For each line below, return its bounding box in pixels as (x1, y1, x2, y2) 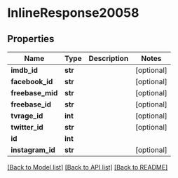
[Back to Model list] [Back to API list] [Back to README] (7, 163, 168, 171)
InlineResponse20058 (7, 5, 139, 21)
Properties (7, 33, 55, 45)
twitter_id (11, 123, 43, 132)
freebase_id (11, 100, 51, 109)
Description (88, 54, 129, 63)
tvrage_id (11, 111, 43, 121)
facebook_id (11, 77, 53, 86)
